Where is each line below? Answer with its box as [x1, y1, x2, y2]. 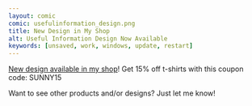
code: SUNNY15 [8, 73, 62, 83]
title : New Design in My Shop [8, 27, 111, 35]
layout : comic [8, 11, 57, 20]
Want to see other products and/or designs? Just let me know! [8, 88, 216, 98]
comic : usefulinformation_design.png [8, 19, 136, 28]
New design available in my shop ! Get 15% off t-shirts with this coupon [8, 64, 244, 74]
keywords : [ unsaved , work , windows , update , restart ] [8, 42, 194, 50]
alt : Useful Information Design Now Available [8, 34, 168, 43]
